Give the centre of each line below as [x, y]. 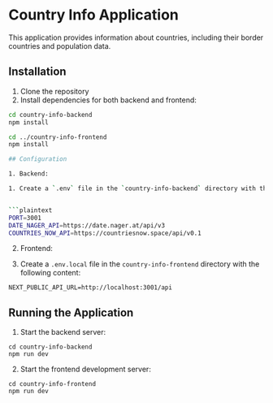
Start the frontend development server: [86, 369]
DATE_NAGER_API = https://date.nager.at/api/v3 [87, 225]
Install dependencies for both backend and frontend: [108, 100]
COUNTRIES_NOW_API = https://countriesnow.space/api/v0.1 [105, 233]
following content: [50, 273]
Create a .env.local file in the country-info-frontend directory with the [140, 264]
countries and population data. [60, 45]
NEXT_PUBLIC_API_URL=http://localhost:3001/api [91, 288]
